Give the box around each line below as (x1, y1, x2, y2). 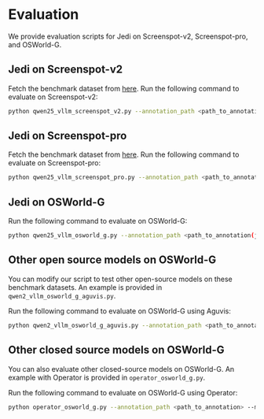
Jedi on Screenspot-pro (8, 129, 127, 143)
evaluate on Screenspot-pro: (8, 158, 101, 168)
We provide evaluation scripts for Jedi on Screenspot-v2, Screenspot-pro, (8, 32, 248, 41)
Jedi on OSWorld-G (8, 195, 105, 209)
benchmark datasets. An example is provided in (8, 282, 163, 292)
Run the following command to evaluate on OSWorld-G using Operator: (8, 387, 238, 397)
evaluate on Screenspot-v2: (8, 92, 98, 102)
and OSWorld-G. (8, 39, 62, 49)
